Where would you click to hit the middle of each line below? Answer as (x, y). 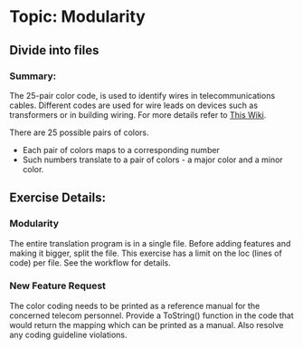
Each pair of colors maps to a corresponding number (121, 150)
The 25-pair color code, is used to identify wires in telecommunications (142, 95)
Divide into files (54, 50)
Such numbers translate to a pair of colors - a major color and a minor (152, 160)
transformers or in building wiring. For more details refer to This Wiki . (138, 114)
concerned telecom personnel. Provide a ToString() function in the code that (151, 315)
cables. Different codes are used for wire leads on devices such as (134, 105)
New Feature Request (58, 286)
